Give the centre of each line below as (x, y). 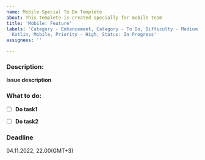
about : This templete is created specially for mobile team (85, 18)
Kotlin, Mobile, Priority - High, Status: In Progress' (84, 35)
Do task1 (26, 109)
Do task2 (27, 121)
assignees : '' (24, 40)
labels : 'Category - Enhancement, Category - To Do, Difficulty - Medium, (103, 29)
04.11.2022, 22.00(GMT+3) (40, 151)
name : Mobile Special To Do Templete (54, 12)
